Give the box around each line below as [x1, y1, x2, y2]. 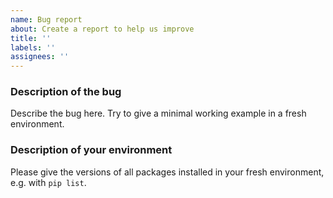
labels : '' [10, 42, 56, 53]
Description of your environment [10, 143, 173, 157]
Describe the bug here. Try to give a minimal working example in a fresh [10, 107, 307, 120]
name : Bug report [10, 14, 83, 25]
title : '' [10, 33, 52, 43]
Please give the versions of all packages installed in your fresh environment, [10, 166, 325, 178]
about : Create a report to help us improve [10, 24, 195, 34]
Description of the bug [10, 85, 122, 99]
